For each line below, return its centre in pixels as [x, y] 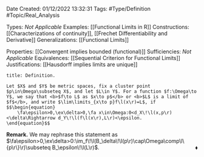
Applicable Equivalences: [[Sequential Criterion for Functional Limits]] [93, 58]
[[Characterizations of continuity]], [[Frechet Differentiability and [87, 33]
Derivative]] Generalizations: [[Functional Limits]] [68, 40]
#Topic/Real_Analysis [33, 15]
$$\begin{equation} [31, 107]
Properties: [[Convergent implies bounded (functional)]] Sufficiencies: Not [99, 52]
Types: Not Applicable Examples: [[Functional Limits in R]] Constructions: [98, 27]
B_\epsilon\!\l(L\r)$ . [76, 147]
